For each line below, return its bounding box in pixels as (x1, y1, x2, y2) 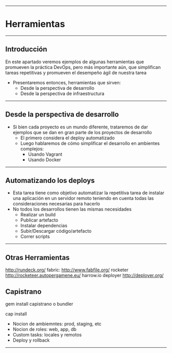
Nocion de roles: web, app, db (12, 326, 77, 332)
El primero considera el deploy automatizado (20, 135, 115, 141)
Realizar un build (20, 212, 56, 218)
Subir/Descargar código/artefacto (20, 228, 92, 234)
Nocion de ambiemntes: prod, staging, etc (12, 321, 102, 327)
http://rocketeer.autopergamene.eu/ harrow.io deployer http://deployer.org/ (5, 272, 164, 278)
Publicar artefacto (20, 217, 58, 224)
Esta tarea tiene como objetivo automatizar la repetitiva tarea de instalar (12, 190, 165, 196)
